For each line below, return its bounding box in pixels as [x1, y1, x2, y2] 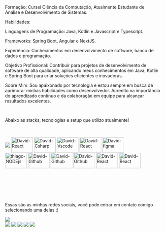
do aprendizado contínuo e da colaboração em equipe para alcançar [5, 93, 144, 99]
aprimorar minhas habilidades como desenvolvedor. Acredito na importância [5, 88, 160, 93]
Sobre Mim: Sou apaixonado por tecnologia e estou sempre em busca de [5, 82, 154, 88]
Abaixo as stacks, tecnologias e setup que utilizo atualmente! [5, 117, 129, 123]
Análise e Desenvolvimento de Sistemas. [5, 9, 88, 15]
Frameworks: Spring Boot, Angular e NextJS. [5, 38, 96, 44]
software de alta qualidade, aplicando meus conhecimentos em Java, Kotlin [5, 67, 159, 73]
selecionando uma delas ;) [5, 207, 59, 213]
